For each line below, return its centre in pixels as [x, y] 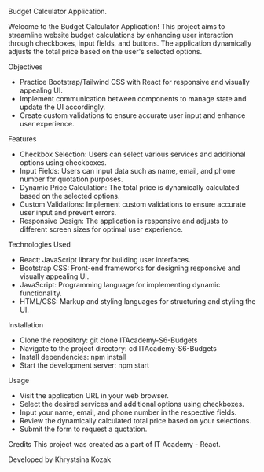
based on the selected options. [70, 196]
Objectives [26, 67]
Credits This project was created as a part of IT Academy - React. [115, 444]
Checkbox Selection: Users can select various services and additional [132, 154]
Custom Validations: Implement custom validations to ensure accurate [132, 204]
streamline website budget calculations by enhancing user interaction [121, 35]
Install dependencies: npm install [73, 357]
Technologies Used [39, 244]
